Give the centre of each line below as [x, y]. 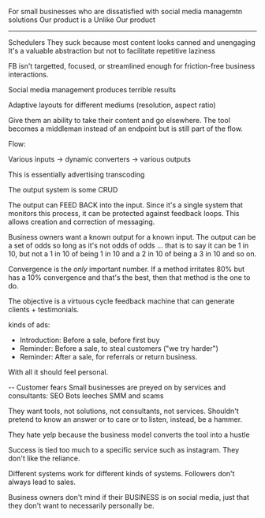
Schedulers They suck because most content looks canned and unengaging [132, 42]
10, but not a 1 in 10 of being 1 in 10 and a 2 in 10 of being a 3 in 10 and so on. [132, 254]
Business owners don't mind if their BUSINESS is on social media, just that [129, 497]
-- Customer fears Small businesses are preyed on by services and [117, 387]
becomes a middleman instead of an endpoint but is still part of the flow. [125, 129]
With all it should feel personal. [58, 372]
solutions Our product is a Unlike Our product [82, 20]
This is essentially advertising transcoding [77, 174]
